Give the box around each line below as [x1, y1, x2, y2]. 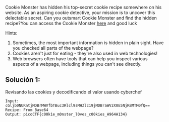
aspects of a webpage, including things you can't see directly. [12, 61, 142, 67]
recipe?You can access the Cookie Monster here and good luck [5, 20, 137, 26]
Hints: [5, 30, 18, 36]
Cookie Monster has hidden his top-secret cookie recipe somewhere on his [5, 5, 162, 10]
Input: [5, 98, 19, 103]
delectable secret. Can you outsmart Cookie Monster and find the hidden [5, 15, 157, 21]
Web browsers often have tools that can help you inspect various [12, 56, 148, 62]
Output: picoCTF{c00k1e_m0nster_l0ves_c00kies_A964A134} [5, 111, 128, 117]
